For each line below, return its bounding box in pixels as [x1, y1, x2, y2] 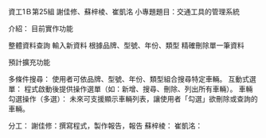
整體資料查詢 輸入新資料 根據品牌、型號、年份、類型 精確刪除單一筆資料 [8, 40, 244, 50]
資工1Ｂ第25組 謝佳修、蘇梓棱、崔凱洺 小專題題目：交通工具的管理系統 [8, 7, 241, 16]
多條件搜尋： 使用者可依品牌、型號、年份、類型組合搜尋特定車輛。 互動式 [8, 75, 249, 83]
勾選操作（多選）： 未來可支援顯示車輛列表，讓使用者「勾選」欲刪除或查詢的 [8, 94, 258, 103]
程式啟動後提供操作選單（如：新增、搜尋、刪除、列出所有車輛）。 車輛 [23, 84, 253, 94]
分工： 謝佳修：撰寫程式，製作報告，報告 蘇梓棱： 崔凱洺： [8, 121, 203, 130]
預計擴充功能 [8, 58, 50, 67]
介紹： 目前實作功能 [8, 24, 73, 33]
